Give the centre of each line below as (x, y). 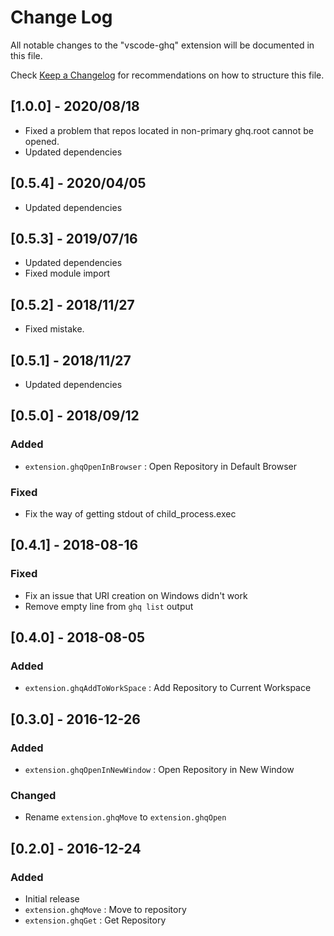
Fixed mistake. (54, 329)
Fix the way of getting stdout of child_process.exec (130, 513)
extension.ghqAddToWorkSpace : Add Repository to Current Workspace (168, 688)
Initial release (52, 899)
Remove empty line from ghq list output (109, 606)
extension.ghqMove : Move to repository (105, 910)
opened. (42, 141)
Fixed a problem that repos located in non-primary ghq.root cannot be (169, 130)
